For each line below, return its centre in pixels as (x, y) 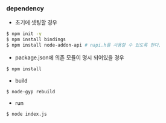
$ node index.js (27, 114)
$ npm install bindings (36, 40)
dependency (25, 8)
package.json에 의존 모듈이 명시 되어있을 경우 (70, 57)
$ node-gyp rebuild (31, 91)
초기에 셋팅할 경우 (36, 22)
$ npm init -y (24, 34)
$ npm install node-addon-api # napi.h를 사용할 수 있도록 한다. (84, 45)
